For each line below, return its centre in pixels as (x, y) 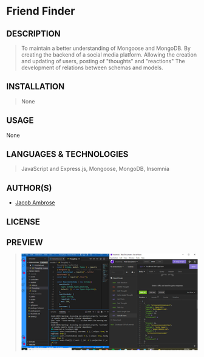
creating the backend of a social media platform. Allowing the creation (109, 55)
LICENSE (23, 222)
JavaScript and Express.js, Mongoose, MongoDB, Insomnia (95, 169)
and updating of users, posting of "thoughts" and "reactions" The (103, 61)
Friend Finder (41, 11)
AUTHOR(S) (29, 188)
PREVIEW (25, 242)
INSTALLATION (36, 87)
